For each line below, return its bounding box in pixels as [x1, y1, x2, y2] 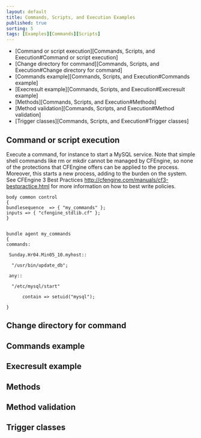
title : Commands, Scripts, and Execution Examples [6, 14, 136, 20]
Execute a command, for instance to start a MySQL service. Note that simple [6, 150, 196, 158]
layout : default [6, 8, 47, 15]
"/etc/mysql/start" [11, 283, 61, 289]
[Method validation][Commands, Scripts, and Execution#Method [14, 105, 175, 112]
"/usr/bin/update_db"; [11, 262, 68, 268]
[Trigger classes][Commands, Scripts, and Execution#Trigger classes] [14, 117, 189, 125]
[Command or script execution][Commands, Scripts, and [14, 47, 155, 55]
